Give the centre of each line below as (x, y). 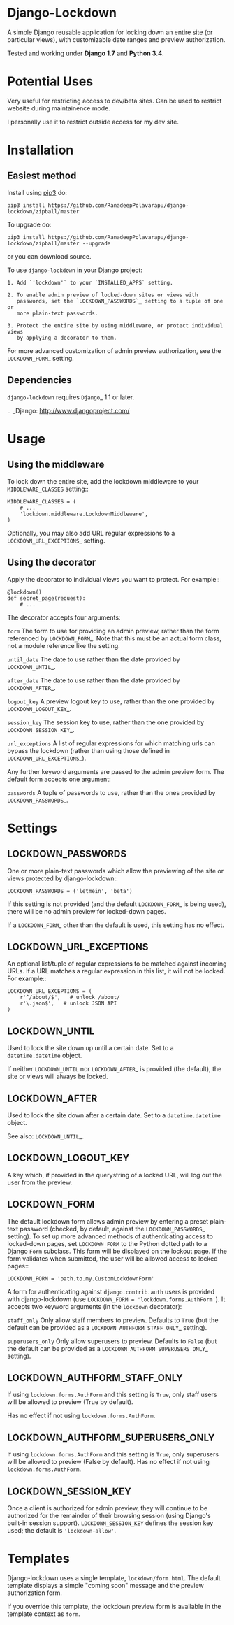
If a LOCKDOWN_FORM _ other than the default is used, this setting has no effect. (116, 925)
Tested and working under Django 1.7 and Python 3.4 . (86, 53)
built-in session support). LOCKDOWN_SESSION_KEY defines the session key (110, 1523)
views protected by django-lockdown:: (63, 878)
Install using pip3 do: (37, 192)
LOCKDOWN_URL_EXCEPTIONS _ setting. (56, 541)
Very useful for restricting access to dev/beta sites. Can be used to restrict (115, 101)
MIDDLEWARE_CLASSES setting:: (48, 489)
